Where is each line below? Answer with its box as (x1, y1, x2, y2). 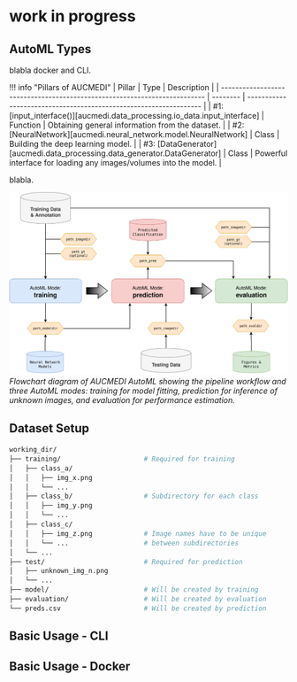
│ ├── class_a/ (9, 463, 73, 473)
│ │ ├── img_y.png (9, 501, 93, 510)
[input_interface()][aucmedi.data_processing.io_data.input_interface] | (9, 111, 265, 120)
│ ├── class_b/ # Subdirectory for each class (9, 492, 259, 501)
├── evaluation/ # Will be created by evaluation (9, 595, 267, 604)
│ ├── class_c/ (9, 520, 73, 529)
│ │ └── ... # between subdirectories (9, 539, 240, 547)
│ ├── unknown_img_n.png (9, 567, 109, 576)
